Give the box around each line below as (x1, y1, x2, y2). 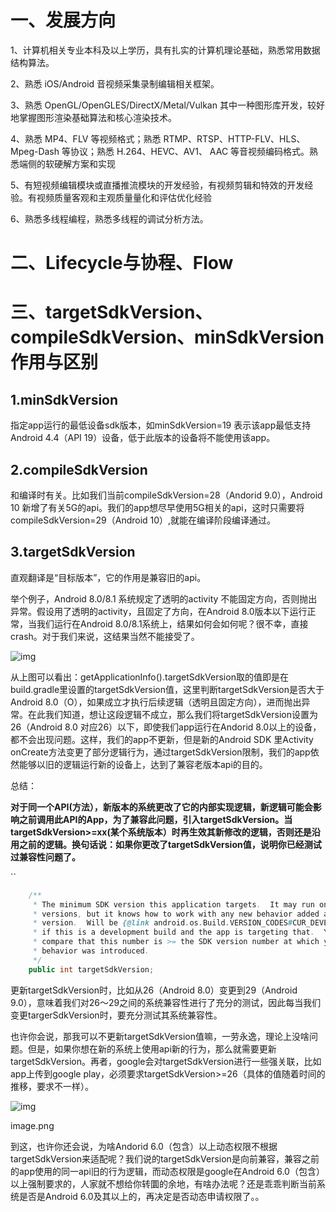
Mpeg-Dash (10, 145, 60, 157)
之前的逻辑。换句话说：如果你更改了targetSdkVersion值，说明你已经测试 (18, 838, 322, 850)
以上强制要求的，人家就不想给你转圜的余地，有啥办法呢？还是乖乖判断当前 (10, 1177, 317, 1190)
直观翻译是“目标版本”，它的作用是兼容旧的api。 (10, 571, 207, 583)
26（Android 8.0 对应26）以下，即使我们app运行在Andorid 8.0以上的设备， (10, 721, 322, 733)
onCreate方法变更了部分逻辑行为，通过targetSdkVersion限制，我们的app (10, 746, 311, 758)
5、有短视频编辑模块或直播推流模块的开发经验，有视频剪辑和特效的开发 (10, 179, 305, 191)
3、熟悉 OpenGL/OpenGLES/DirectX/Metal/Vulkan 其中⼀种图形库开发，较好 (10, 99, 325, 111)
